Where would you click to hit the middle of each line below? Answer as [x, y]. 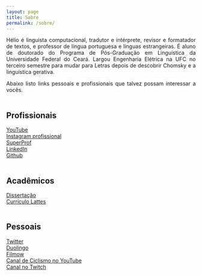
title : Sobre [23, 17]
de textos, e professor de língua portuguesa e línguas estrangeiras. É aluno [101, 46]
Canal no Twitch [26, 267]
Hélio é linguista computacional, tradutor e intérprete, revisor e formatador [101, 40]
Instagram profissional [34, 136]
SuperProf [19, 143]
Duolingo [17, 248]
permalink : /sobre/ [31, 23]
